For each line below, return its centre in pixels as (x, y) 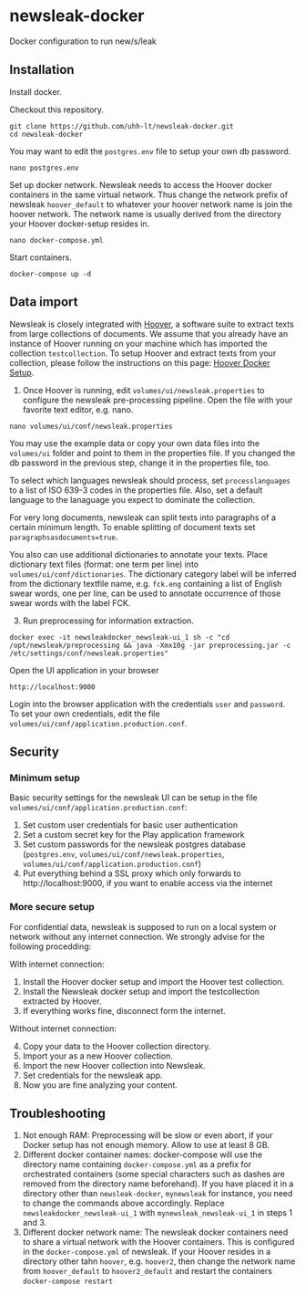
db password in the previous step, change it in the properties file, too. (140, 463)
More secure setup (52, 907)
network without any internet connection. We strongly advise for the (137, 936)
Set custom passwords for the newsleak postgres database (134, 844)
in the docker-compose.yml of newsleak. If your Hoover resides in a (147, 1252)
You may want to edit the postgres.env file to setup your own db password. (150, 151)
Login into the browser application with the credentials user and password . (147, 704)
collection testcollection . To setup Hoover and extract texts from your (143, 353)
